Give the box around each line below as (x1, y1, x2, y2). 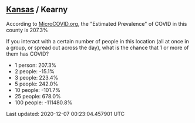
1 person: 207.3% (14, 61, 57, 69)
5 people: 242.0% (14, 80, 59, 87)
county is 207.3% (6, 26, 48, 33)
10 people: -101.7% (14, 86, 60, 93)
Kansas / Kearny (6, 5, 68, 15)
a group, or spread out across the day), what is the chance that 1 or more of (6, 44, 189, 51)
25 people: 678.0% (14, 93, 61, 100)
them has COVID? (6, 50, 49, 57)
